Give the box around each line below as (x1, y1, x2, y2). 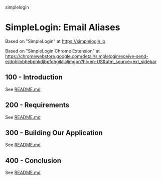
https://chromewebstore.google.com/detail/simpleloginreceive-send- (5, 53, 149, 59)
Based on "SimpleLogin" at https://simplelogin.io (5, 38, 105, 44)
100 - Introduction (5, 73, 63, 81)
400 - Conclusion (5, 156, 62, 164)
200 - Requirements (5, 101, 69, 109)
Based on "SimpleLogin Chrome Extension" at (5, 47, 100, 54)
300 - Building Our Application (5, 128, 103, 137)
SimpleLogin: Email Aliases (5, 22, 120, 33)
